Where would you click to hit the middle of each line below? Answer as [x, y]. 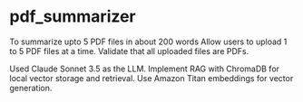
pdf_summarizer [73, 17]
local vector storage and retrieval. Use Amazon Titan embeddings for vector [151, 78]
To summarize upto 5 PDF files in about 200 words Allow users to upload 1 [148, 42]
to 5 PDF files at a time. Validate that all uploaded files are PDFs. [129, 51]
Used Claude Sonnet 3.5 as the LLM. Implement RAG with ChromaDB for [144, 69]
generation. [31, 88]
